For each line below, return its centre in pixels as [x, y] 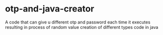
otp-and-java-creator [50, 9]
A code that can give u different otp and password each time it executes [78, 22]
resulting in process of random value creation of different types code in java [82, 27]
